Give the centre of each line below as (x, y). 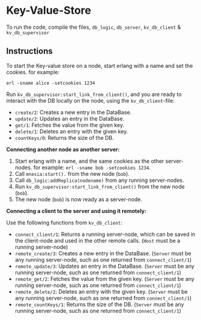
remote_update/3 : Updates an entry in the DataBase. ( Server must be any (105, 266)
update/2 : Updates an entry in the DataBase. (70, 118)
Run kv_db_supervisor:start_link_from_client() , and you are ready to (94, 94)
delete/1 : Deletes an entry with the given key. (71, 131)
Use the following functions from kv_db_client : (64, 222)
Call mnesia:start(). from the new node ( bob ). (72, 174)
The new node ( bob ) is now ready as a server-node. (79, 199)
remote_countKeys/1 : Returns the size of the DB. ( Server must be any (99, 304)
